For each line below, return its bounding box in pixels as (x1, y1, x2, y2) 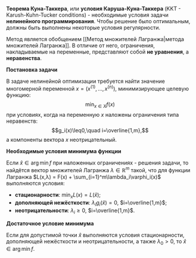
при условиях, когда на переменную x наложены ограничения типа (6, 111, 179, 119)
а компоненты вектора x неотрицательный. (6, 136, 117, 144)
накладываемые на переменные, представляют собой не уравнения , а (6, 48, 189, 55)
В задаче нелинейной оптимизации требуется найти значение (6, 77, 165, 85)
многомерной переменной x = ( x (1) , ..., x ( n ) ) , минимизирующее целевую (6, 84, 189, 92)
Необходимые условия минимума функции (6, 148, 122, 155)
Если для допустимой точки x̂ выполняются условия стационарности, (6, 231, 185, 238)
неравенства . (6, 55, 42, 61)
